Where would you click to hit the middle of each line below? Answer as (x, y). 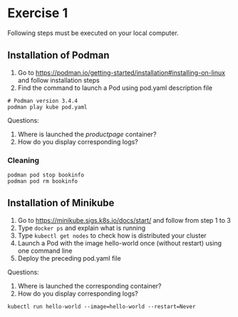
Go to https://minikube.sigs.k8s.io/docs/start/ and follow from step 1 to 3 (124, 220)
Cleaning (24, 160)
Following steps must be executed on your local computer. (93, 33)
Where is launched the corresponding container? (89, 286)
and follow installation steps (58, 80)
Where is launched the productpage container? (87, 134)
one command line (45, 251)
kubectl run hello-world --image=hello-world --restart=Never (102, 306)
